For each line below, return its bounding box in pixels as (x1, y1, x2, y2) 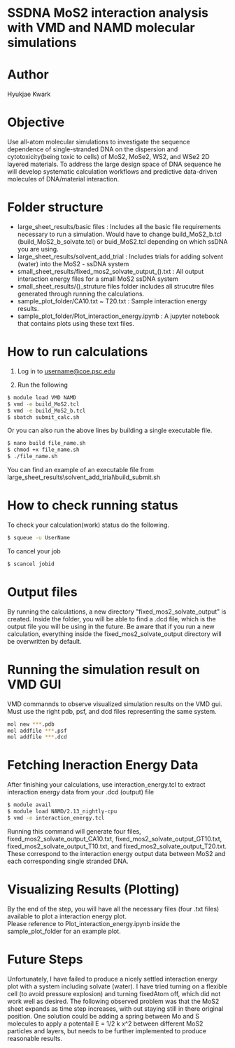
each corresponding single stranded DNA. (7, 857, 129, 865)
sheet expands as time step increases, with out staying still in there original (7, 1004, 224, 1013)
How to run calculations (7, 344, 148, 360)
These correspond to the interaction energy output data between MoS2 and (7, 849, 226, 857)
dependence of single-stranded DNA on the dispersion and (7, 145, 178, 153)
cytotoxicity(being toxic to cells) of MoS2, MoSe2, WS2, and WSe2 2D (7, 153, 210, 161)
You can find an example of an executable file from (7, 466, 155, 474)
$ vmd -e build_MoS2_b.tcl (7, 407, 86, 414)
